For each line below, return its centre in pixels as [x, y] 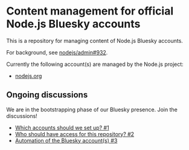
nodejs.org [28, 76]
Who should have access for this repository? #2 [75, 134]
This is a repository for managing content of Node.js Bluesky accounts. [94, 41]
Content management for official [90, 11]
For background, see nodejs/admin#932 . [57, 52]
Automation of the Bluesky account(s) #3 [66, 140]
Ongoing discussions [47, 95]
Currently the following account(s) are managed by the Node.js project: [95, 64]
